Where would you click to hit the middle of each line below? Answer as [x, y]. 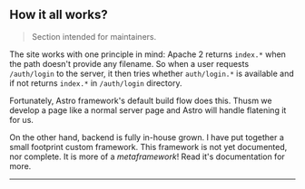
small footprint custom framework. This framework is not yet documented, [148, 146]
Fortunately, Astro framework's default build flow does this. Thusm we [141, 100]
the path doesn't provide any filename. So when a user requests [129, 63]
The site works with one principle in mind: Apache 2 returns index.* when [148, 54]
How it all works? [59, 15]
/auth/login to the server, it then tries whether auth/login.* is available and [152, 73]
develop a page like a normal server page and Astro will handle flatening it [148, 110]
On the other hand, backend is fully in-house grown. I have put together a [147, 137]
